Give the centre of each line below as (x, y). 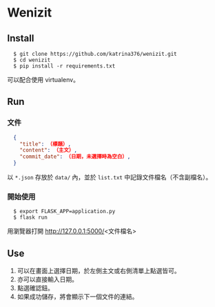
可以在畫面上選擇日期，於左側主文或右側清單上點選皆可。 (99, 271)
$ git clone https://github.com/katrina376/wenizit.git (95, 54)
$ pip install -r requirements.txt (64, 66)
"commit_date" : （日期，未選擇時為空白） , (75, 157)
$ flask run (31, 218)
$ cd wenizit (32, 60)
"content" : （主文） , (49, 150)
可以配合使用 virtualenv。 (43, 80)
